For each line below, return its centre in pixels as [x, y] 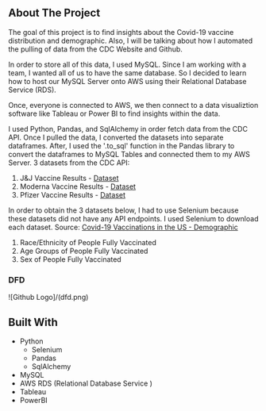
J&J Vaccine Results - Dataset [69, 178]
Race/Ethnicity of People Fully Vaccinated [88, 242]
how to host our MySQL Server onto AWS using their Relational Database [127, 81]
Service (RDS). [33, 90]
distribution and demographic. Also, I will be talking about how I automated [131, 40]
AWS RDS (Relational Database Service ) [86, 383]
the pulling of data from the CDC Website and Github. [95, 49]
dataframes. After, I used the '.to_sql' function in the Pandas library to [121, 145]
